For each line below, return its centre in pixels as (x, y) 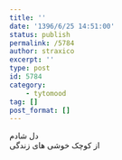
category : (28, 85)
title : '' (28, 18)
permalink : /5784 (42, 43)
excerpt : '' (32, 60)
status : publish (40, 34)
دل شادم (24, 136)
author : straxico (42, 52)
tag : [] (24, 102)
